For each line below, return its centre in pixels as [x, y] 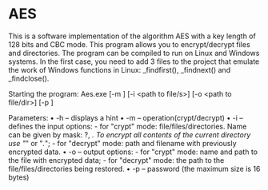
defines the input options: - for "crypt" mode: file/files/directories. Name [128, 126]
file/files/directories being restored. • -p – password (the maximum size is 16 [134, 168]
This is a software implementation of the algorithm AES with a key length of [132, 36]
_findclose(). [29, 78]
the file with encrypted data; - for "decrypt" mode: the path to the [116, 160]
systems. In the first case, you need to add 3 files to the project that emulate [134, 61]
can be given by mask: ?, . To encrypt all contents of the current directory [130, 135]
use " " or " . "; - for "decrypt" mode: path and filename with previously [123, 143]
